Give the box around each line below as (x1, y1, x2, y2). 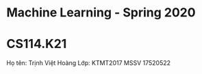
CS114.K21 (6, 36, 67, 52)
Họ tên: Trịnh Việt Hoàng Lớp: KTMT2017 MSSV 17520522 (6, 59, 171, 67)
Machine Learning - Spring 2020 (6, 5, 196, 21)
